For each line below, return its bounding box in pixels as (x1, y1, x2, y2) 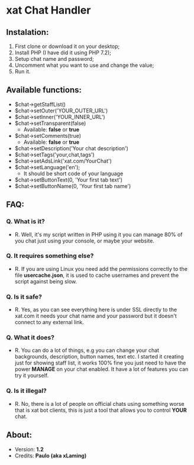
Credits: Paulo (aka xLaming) (14, 452, 87, 459)
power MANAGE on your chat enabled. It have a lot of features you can (14, 366, 189, 373)
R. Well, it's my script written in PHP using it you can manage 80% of (14, 231, 183, 238)
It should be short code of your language (23, 170, 124, 177)
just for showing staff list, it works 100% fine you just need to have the (14, 359, 186, 367)
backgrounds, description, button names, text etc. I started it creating (14, 353, 185, 360)
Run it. (14, 68, 31, 75)
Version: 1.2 (14, 445, 44, 453)
